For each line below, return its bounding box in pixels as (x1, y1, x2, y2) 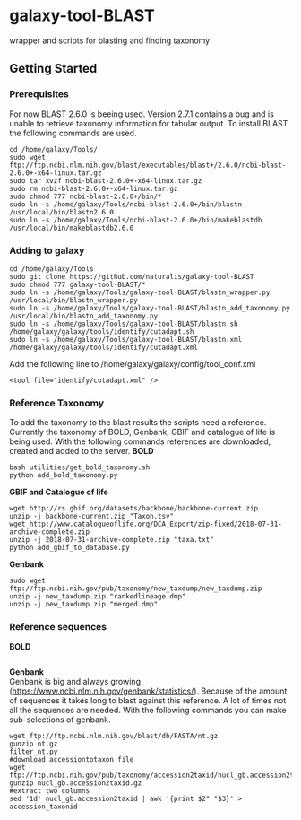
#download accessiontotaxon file (9, 755, 134, 763)
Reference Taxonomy (9, 397, 105, 409)
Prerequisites (9, 88, 69, 100)
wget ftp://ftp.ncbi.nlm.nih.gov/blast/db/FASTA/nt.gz (9, 731, 219, 740)
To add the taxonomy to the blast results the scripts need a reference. (9, 417, 267, 428)
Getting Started (9, 61, 98, 76)
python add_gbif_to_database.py (9, 544, 130, 553)
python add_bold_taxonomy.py (9, 471, 118, 480)
